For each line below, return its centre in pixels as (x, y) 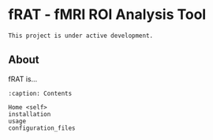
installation (30, 114)
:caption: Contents (40, 93)
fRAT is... (23, 79)
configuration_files (42, 128)
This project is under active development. (81, 36)
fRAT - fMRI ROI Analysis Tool (107, 15)
